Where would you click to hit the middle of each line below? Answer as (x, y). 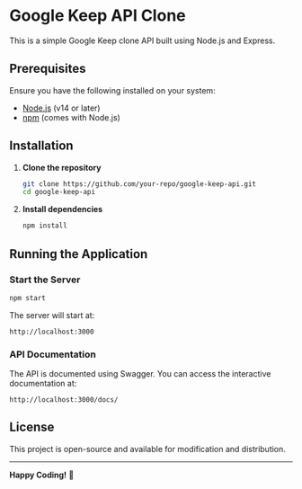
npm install (44, 226)
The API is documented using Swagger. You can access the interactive (140, 374)
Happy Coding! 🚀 (42, 475)
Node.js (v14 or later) (61, 108)
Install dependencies (62, 209)
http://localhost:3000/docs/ (64, 400)
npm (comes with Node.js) (71, 117)
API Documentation (53, 354)
